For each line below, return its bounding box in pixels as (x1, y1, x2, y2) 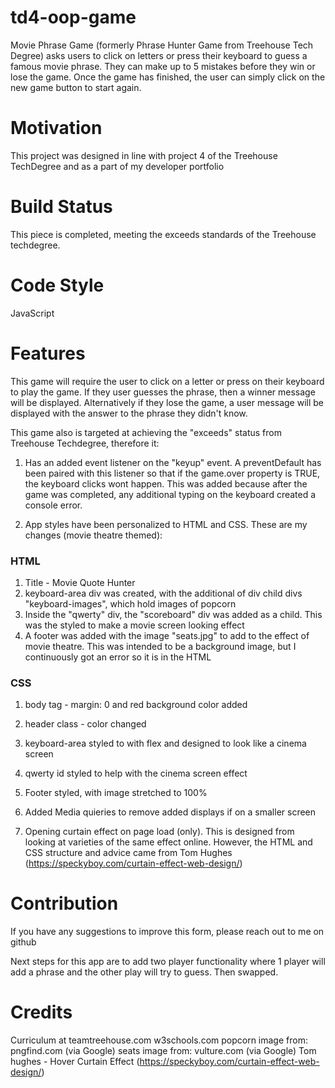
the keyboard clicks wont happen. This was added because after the (24, 477, 308, 490)
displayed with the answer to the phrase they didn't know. (10, 407, 248, 419)
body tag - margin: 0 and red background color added (24, 699, 248, 711)
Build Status (10, 196, 113, 218)
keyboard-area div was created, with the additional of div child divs (24, 587, 303, 599)
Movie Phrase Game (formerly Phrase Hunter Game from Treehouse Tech (10, 39, 314, 51)
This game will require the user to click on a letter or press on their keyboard (10, 375, 325, 387)
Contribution (10, 892, 119, 915)
